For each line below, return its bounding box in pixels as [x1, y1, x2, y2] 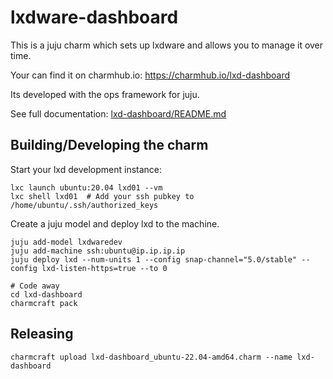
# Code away [10, 281, 60, 291]
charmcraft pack [10, 298, 78, 308]
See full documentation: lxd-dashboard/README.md [10, 107, 227, 120]
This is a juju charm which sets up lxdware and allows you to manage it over [10, 39, 324, 51]
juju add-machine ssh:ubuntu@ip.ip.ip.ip [10, 246, 186, 256]
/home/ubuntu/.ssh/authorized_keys [10, 200, 159, 210]
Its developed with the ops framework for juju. [10, 88, 200, 100]
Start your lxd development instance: [10, 163, 163, 175]
